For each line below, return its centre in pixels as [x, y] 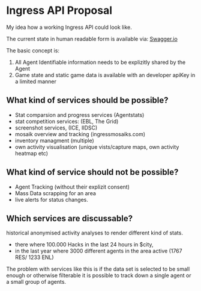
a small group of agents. [36, 282]
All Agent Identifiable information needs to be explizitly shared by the [100, 62]
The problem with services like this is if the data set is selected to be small [98, 269]
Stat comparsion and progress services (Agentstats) [79, 114]
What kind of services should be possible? [88, 100]
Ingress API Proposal [59, 11]
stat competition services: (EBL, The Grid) [67, 121]
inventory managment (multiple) [54, 140]
